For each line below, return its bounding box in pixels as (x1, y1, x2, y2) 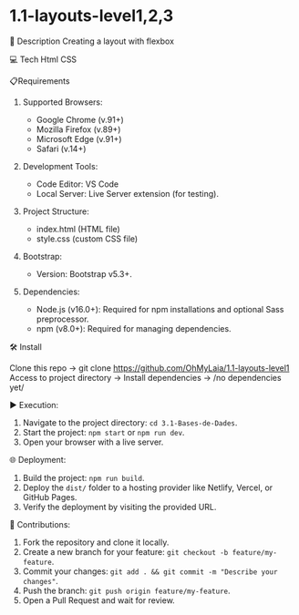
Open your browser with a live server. (22, 436, 164, 447)
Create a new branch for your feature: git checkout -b (22, 546, 229, 557)
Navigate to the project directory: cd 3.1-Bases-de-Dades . (22, 416, 238, 428)
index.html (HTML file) (36, 223, 120, 234)
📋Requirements (9, 75, 70, 87)
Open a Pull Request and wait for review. (22, 594, 175, 606)
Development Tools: (22, 160, 98, 171)
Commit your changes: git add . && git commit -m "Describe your (22, 566, 278, 577)
